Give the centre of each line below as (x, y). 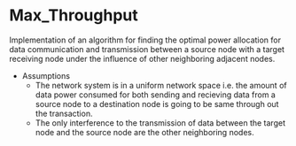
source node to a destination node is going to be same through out (157, 104)
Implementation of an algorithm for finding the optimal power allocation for (145, 40)
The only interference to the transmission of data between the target (160, 123)
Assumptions (46, 75)
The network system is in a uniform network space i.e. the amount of (161, 85)
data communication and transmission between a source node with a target (147, 49)
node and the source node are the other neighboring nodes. (144, 132)
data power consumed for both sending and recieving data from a (156, 95)
